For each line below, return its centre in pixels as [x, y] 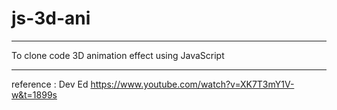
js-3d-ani [51, 18]
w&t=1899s [34, 94]
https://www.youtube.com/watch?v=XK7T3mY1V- [192, 84]
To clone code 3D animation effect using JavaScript [118, 55]
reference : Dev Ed [50, 84]
